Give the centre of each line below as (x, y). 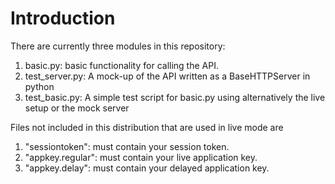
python (39, 86)
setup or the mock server (77, 108)
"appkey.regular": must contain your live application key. (141, 157)
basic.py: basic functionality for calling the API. (121, 65)
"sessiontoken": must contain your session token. (127, 146)
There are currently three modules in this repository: (118, 46)
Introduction (63, 18)
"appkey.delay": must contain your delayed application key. (147, 168)
